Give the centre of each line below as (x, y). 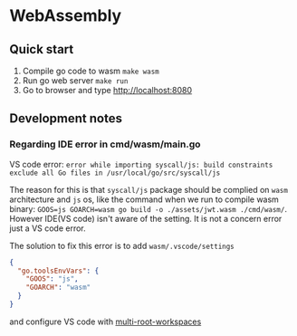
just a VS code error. (48, 228)
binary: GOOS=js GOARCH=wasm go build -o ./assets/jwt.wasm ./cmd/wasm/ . (148, 208)
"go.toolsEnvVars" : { (58, 271)
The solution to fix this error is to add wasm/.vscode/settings (122, 245)
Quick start (42, 49)
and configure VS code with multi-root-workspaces (105, 322)
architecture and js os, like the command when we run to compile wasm (144, 199)
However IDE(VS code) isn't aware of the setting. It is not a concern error (146, 218)
